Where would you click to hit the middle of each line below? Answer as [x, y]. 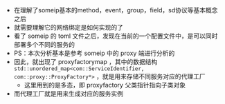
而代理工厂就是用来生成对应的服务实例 [68, 94]
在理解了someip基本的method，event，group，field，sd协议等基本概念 [116, 10]
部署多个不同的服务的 [44, 44]
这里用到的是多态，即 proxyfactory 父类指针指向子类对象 [105, 85]
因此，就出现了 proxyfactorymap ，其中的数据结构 [85, 62]
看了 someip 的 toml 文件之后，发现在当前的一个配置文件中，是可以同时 [116, 36]
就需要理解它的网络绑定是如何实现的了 [68, 27]
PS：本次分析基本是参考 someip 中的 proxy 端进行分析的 [94, 53]
